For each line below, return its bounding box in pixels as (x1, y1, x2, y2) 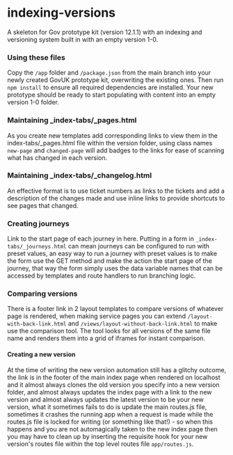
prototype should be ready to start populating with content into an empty (7, 90, 216, 99)
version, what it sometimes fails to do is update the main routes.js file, (7, 402, 207, 411)
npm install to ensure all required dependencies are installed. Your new (7, 83, 214, 92)
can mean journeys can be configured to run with (67, 242, 210, 250)
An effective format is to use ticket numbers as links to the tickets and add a (7, 186, 225, 195)
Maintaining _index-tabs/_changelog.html (7, 170, 152, 180)
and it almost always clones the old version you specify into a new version (7, 381, 220, 389)
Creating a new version (7, 350, 76, 359)
